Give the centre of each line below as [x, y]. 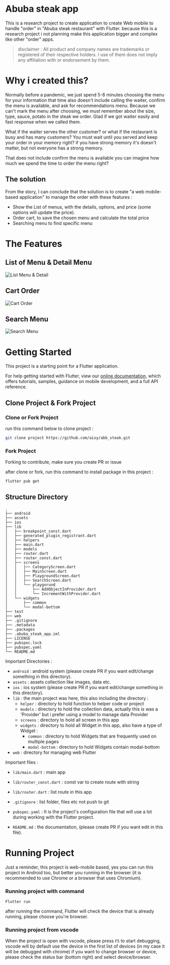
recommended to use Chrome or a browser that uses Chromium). [74, 878]
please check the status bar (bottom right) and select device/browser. [78, 957]
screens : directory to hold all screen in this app [70, 720]
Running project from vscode [42, 930]
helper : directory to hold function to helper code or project [82, 703]
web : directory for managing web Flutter [54, 752]
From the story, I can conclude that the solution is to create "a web [75, 191]
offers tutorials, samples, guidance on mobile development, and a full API [82, 382]
